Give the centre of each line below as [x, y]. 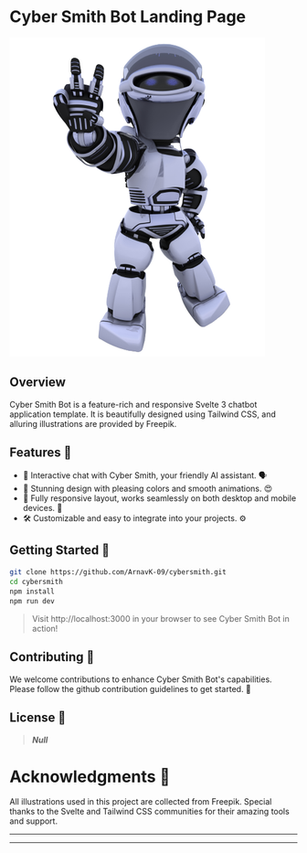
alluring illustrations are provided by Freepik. [93, 423]
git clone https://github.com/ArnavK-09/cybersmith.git [118, 572]
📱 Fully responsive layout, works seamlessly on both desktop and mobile [159, 498]
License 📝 [38, 718]
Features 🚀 [41, 453]
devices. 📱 [42, 507]
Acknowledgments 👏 [90, 777]
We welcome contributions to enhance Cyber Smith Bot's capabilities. [141, 679]
